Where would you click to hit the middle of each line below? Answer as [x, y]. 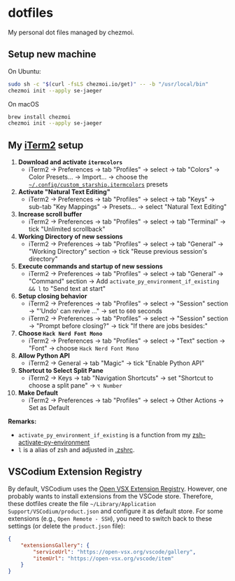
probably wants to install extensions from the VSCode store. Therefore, [111, 496]
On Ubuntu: [24, 71]
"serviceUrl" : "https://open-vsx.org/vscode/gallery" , [115, 552]
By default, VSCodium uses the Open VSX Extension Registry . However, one [118, 488]
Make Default [38, 393]
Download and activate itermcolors [70, 162]
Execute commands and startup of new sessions [90, 266]
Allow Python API [44, 356]
